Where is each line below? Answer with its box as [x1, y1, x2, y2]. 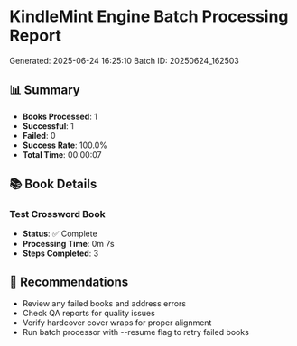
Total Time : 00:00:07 [22, 149, 102, 159]
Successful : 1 [22, 120, 74, 132]
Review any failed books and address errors [22, 298, 187, 309]
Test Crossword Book [9, 208, 106, 221]
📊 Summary [9, 83, 80, 98]
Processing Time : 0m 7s [22, 239, 115, 250]
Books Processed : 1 [22, 111, 97, 122]
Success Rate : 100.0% [22, 140, 108, 150]
